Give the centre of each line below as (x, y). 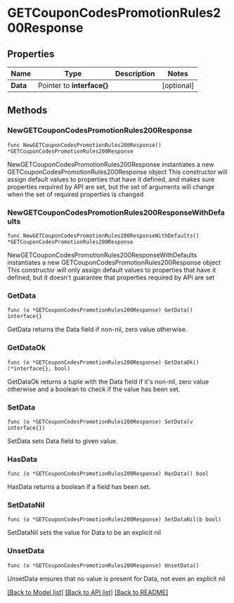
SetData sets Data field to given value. (63, 440)
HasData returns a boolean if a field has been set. (79, 487)
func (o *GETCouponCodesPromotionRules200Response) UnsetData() (103, 565)
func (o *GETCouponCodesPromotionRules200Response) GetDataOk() (103, 362)
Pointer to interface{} (73, 85)
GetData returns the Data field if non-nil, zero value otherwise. (97, 329)
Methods (27, 110)
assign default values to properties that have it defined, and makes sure (111, 179)
